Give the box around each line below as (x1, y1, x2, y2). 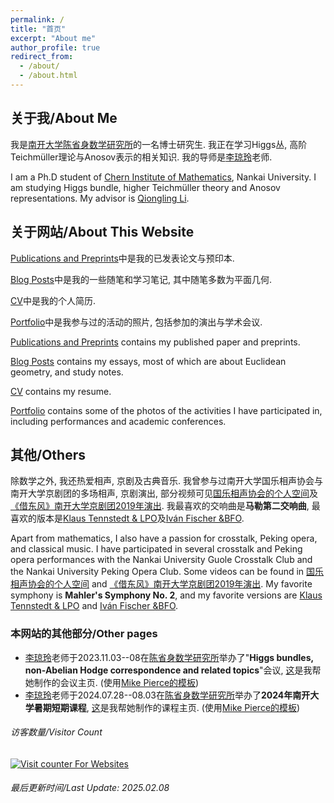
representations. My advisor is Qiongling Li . (10, 192, 190, 204)
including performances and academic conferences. (10, 415, 227, 427)
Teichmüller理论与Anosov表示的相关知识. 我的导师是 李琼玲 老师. (10, 151, 273, 163)
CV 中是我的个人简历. (10, 294, 96, 306)
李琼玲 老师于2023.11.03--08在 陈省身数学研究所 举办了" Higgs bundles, (24, 651, 314, 663)
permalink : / (10, 14, 65, 25)
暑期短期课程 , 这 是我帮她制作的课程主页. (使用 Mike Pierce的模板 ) (33, 701, 301, 713)
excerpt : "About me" (10, 33, 97, 43)
